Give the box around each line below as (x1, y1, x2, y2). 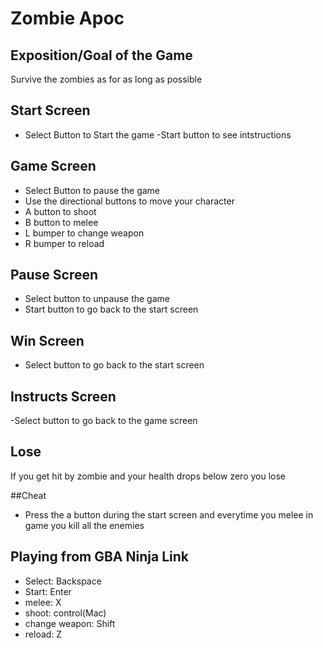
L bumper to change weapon (24, 227, 145, 239)
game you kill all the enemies (24, 519, 145, 531)
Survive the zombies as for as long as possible (10, 73, 203, 85)
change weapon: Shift (24, 617, 116, 629)
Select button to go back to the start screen (24, 359, 205, 371)
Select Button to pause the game (24, 184, 161, 196)
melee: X (24, 596, 62, 608)
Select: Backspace (24, 575, 102, 587)
